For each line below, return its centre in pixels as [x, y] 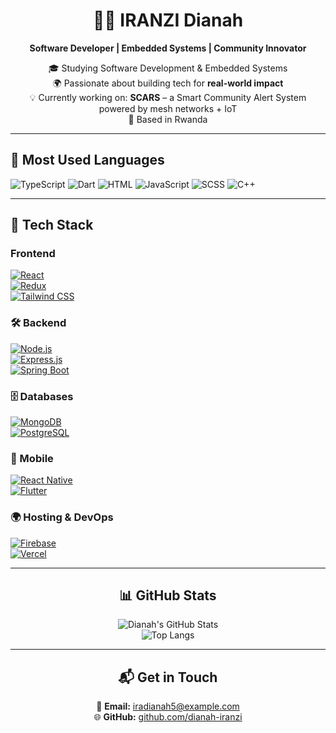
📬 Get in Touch [168, 677]
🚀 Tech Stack [52, 225]
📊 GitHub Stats [168, 595]
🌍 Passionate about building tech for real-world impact [168, 83]
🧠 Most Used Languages [87, 160]
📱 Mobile [32, 458]
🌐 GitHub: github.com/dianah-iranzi [168, 717]
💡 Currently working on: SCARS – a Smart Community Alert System [168, 97]
